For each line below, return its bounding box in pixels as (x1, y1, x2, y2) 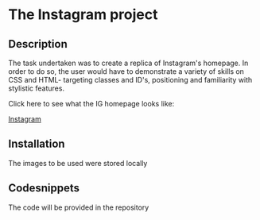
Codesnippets (8, 181, 80, 195)
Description (8, 37, 68, 51)
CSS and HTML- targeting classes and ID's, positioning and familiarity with (8, 75, 253, 84)
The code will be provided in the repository (8, 203, 149, 212)
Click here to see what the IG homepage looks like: (8, 99, 175, 108)
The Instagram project (8, 6, 158, 24)
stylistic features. (8, 83, 65, 93)
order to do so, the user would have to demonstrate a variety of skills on (8, 67, 245, 76)
